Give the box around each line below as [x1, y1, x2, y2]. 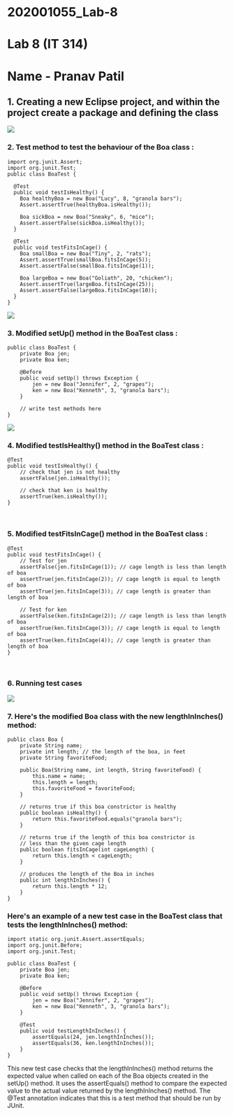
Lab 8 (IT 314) [7, 36, 89, 52]
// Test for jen [20, 557, 68, 564]
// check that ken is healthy [20, 487, 108, 494]
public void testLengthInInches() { [20, 1028, 127, 1035]
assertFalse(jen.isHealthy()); [20, 475, 111, 482]
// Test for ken [20, 606, 68, 613]
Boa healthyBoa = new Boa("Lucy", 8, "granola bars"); [20, 195, 183, 202]
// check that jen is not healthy [20, 469, 120, 476]
